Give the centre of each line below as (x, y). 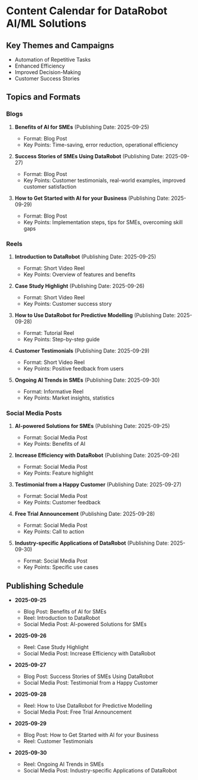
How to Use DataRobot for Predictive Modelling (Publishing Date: (95, 315)
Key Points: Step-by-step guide (62, 339)
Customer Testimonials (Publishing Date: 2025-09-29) (82, 350)
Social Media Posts (34, 413)
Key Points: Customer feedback (62, 503)
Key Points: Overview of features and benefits (79, 274)
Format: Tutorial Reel (49, 333)
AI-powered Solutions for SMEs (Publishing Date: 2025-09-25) (92, 426)
